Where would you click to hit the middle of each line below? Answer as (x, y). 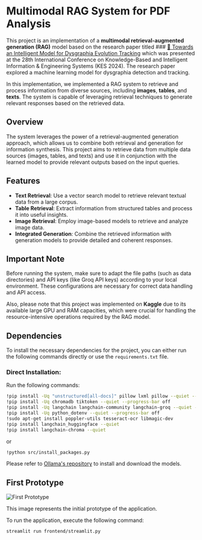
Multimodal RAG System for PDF (88, 11)
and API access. (26, 293)
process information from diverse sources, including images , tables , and (97, 90)
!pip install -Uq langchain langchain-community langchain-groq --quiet (99, 408)
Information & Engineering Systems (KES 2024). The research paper (91, 66)
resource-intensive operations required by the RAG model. (78, 317)
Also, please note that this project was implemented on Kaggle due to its (96, 304)
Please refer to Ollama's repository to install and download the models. (94, 464)
